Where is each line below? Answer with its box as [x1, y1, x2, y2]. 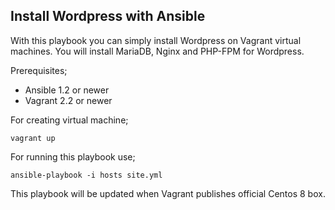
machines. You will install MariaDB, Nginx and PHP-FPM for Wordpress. [10, 45, 305, 57]
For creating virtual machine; [10, 114, 129, 126]
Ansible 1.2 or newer [24, 84, 110, 96]
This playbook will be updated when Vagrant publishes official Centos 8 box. [10, 187, 326, 199]
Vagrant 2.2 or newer [24, 94, 113, 106]
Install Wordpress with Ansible [10, 8, 206, 25]
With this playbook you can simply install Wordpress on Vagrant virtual [10, 34, 302, 46]
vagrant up [10, 133, 56, 143]
